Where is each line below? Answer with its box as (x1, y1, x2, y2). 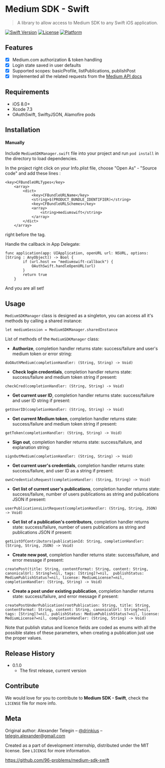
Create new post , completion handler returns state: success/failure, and (12, 552, 159, 558)
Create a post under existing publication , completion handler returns (12, 588, 154, 594)
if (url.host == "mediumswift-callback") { (23, 260, 113, 265)
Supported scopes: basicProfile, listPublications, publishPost (12, 67, 136, 73)
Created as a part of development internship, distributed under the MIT (5, 742, 149, 748)
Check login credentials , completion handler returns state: (12, 369, 132, 375)
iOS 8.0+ (12, 101, 31, 107)
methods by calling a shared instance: (5, 318, 82, 324)
